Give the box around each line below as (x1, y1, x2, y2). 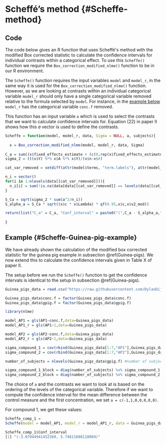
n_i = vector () (5, 174, 37, 179)
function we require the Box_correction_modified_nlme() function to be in (5, 63, 155, 68)
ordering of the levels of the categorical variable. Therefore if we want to (5, 387, 153, 393)
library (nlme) (5, 309, 35, 314)
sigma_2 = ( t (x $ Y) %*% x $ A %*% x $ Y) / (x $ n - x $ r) (5, 156, 103, 161)
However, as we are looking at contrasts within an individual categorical (5, 88, 151, 94)
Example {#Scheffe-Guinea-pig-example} (5, 234, 137, 242)
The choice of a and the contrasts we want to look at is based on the (5, 381, 145, 387)
